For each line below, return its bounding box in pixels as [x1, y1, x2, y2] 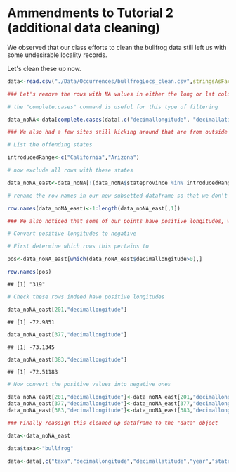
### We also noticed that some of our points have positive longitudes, [7, 217, 225, 224]
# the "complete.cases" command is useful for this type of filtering [7, 103, 218, 110]
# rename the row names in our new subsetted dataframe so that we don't [7, 192, 228, 199]
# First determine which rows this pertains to [7, 243, 150, 250]
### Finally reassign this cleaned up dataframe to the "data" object [7, 419, 218, 426]
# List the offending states [7, 141, 93, 148]
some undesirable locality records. [7, 51, 107, 59]
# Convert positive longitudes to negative [7, 230, 137, 237]
